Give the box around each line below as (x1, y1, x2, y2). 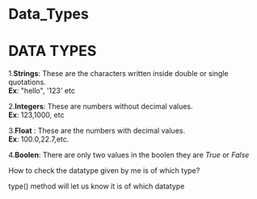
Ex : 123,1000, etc (8, 110, 65, 120)
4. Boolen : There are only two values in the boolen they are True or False (8, 150, 250, 160)
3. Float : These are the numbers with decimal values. (8, 126, 186, 136)
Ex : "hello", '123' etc (8, 86, 75, 95)
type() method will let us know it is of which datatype (8, 181, 185, 191)
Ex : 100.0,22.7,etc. (8, 134, 70, 144)
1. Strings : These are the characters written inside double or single (8, 69, 229, 78)
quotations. (8, 78, 46, 87)
